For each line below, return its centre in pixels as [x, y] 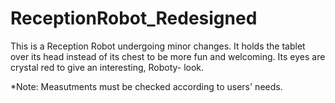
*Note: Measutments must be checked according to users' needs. [146, 86]
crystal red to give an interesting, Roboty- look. [107, 67]
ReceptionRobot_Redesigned [134, 18]
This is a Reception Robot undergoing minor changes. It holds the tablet [158, 46]
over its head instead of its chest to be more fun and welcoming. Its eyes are [168, 56]
